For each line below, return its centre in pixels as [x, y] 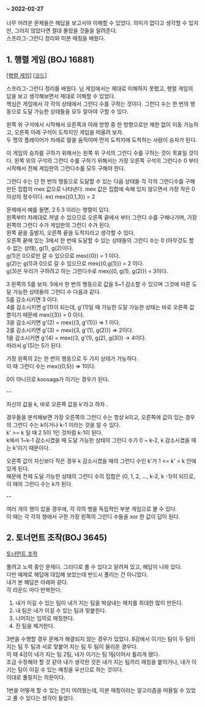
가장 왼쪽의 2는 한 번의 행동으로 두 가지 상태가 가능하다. [73, 358]
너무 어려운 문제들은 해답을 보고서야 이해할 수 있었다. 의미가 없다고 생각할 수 [97, 23]
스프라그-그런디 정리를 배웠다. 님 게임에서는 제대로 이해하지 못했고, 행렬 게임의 [100, 88]
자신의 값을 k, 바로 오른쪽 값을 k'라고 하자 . [57, 404]
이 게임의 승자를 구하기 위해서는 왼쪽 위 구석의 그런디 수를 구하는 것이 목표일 [97, 153]
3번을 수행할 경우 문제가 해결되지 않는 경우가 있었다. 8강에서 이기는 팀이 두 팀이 [101, 639]
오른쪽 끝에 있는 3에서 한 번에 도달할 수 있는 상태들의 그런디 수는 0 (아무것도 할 [100, 241]
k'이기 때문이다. [31, 448]
